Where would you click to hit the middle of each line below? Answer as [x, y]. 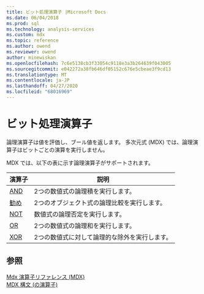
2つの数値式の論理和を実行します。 [85, 225]
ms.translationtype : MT [37, 75]
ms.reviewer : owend [31, 52]
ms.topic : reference [33, 40]
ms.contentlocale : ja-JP [38, 80]
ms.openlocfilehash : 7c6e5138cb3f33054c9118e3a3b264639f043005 [89, 63]
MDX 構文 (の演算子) [32, 284]
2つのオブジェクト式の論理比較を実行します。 [100, 203]
